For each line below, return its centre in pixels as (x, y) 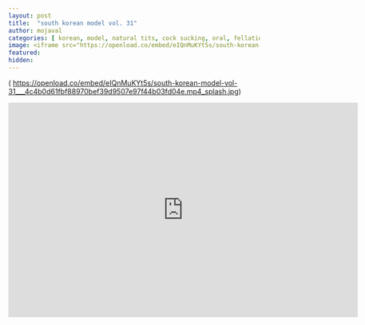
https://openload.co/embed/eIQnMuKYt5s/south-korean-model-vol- (125, 83)
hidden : (21, 61)
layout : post (30, 16)
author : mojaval (35, 30)
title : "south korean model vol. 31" (73, 23)
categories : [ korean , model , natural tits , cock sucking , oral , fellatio (135, 38)
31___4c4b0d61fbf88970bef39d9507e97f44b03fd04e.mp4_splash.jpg (124, 91)
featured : (25, 53)
